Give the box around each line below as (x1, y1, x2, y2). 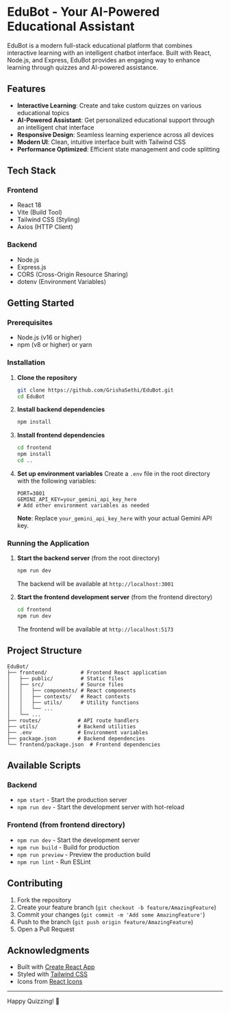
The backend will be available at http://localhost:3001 (16, 580, 175, 588)
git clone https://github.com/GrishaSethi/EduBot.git (16, 387, 174, 394)
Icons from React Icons (16, 978, 83, 986)
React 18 (16, 201, 42, 209)
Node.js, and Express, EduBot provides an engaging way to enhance (7, 56, 201, 64)
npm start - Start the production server (16, 796, 128, 804)
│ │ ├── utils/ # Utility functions (7, 699, 139, 706)
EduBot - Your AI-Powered (7, 4, 160, 20)
